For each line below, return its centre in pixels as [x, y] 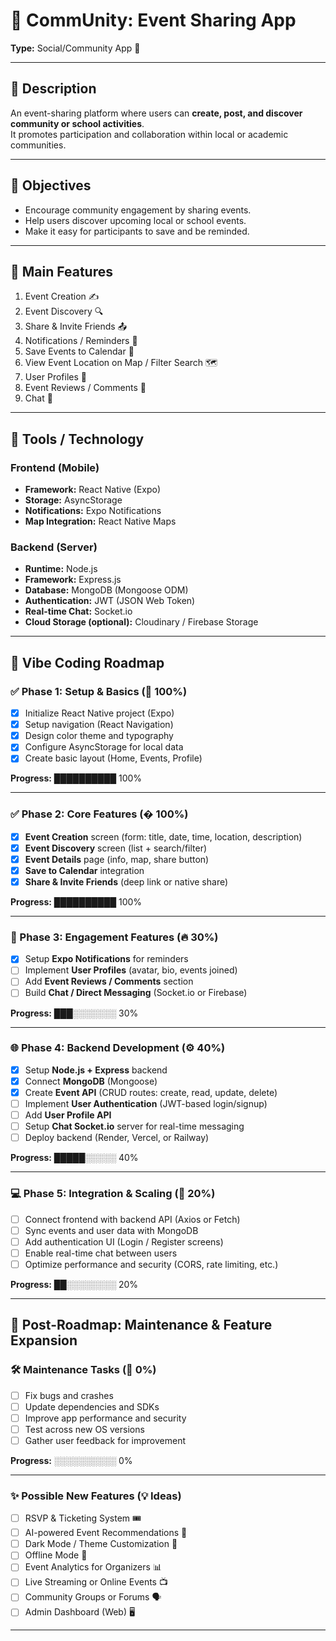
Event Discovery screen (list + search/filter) [116, 848]
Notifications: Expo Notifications [93, 511]
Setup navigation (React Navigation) [99, 725]
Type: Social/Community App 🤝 [75, 48]
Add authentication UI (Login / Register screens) [124, 1241]
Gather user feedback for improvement [105, 1440]
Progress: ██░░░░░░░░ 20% [74, 1284]
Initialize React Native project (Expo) [99, 713]
